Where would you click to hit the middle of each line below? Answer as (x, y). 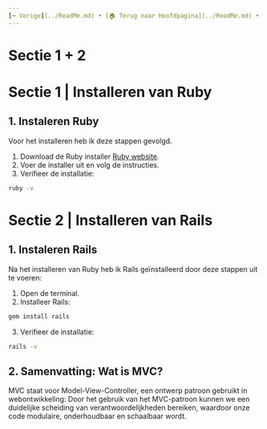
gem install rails (39, 316)
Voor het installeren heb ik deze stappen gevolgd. (90, 140)
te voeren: (25, 277)
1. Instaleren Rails (53, 250)
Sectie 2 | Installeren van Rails (111, 220)
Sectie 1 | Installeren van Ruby (110, 92)
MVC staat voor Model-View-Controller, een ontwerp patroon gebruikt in (128, 391)
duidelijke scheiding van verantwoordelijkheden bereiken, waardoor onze (129, 408)
